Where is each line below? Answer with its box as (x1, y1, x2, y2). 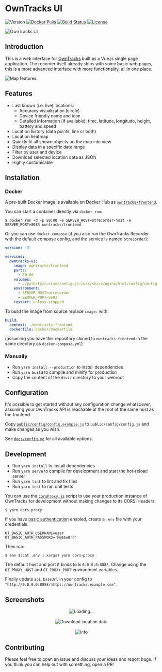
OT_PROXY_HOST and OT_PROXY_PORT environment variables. (5, 567, 118, 573)
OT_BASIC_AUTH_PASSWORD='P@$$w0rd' (5, 535, 77, 540)
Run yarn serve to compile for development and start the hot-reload (12, 468, 148, 474)
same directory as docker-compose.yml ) (5, 341, 83, 346)
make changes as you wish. (5, 426, 61, 432)
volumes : (14, 277, 32, 282)
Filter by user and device (12, 149, 62, 155)
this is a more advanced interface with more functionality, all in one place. (5, 66, 153, 72)
